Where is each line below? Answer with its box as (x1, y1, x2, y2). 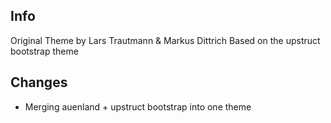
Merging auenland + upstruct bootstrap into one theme (24, 100, 252, 113)
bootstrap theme (10, 45, 79, 57)
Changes (10, 74, 68, 91)
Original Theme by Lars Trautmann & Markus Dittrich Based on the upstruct (10, 34, 321, 46)
